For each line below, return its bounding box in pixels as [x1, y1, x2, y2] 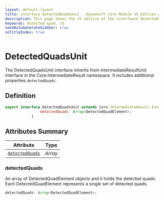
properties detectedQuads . [5, 77, 57, 83]
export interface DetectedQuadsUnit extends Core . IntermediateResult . [5, 105, 152, 110]
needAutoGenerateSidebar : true [5, 25, 69, 30]
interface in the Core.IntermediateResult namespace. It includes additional [5, 72, 154, 78]
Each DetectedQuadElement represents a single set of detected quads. [5, 181, 148, 187]
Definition [5, 91, 36, 100]
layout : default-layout [5, 7, 54, 12]
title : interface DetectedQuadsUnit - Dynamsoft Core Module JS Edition [5, 12, 156, 17]
